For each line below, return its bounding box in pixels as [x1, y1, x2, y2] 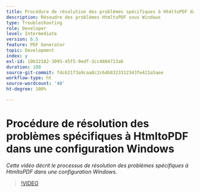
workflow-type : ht [6, 75, 52, 81]
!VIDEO [20, 180, 39, 187]
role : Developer [6, 25, 46, 32]
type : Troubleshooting [6, 20, 62, 26]
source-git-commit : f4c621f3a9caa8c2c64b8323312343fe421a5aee [6, 70, 164, 75]
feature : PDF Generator [6, 42, 65, 48]
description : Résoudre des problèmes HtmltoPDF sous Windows [6, 14, 161, 20]
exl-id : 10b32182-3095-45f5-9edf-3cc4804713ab [6, 58, 124, 64]
